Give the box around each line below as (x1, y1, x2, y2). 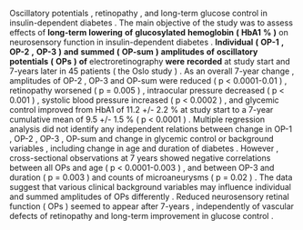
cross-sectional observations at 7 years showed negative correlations (9, 153, 271, 163)
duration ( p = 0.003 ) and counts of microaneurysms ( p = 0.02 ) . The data (9, 172, 293, 183)
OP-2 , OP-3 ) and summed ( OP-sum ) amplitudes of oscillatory (9, 46, 258, 57)
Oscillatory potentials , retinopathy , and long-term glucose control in (9, 8, 268, 18)
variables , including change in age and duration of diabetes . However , (9, 143, 279, 154)
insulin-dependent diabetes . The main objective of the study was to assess (9, 17, 294, 28)
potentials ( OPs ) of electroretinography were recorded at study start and (9, 56, 291, 66)
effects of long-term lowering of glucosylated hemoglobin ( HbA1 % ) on (9, 27, 288, 37)
